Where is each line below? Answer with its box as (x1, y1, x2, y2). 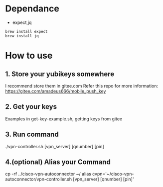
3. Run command (5, 130, 59, 139)
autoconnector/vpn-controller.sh (5, 176, 72, 182)
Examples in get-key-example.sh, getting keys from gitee (5, 115, 123, 122)
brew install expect (5, 29, 48, 34)
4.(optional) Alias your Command (5, 158, 111, 166)
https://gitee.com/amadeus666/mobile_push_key (5, 88, 106, 94)
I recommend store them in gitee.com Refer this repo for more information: (5, 83, 159, 89)
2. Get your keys (5, 102, 57, 111)
